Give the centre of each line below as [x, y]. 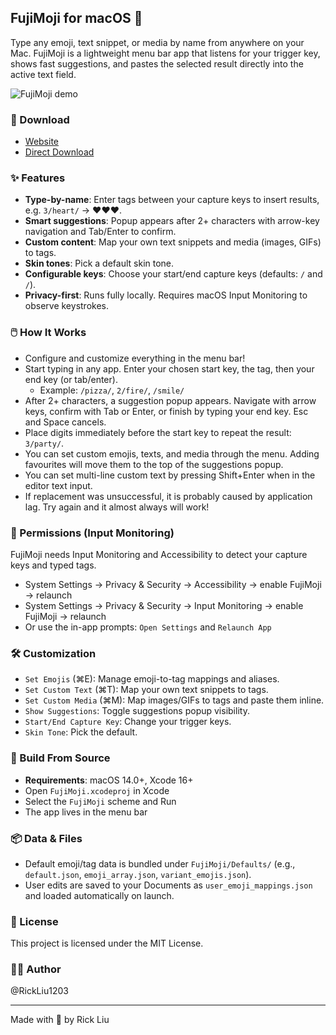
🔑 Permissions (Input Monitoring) [92, 533]
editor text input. [58, 485]
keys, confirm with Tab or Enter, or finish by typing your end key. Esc [166, 411]
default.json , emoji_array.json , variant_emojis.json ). [138, 874]
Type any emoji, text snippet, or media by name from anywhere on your [157, 42]
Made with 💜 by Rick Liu [60, 1020]
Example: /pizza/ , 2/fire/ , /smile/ [112, 390]
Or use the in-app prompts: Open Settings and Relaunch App [148, 627]
